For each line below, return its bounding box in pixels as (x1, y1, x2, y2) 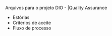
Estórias (12, 14, 30, 20)
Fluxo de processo (12, 25, 51, 31)
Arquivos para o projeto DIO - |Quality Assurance (5, 5, 107, 10)
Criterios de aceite (12, 20, 51, 25)
